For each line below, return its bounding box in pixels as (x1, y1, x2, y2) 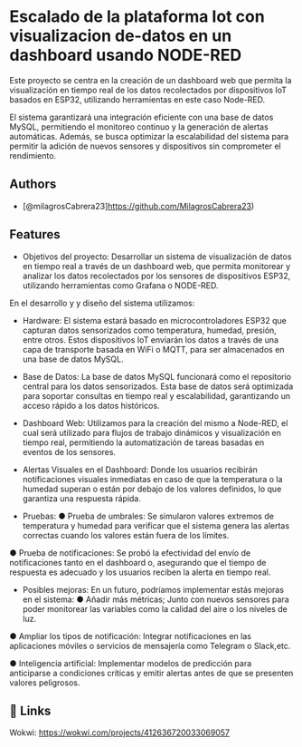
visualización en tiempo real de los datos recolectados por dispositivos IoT (9, 84, 288, 95)
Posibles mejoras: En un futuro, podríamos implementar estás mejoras (22, 584, 285, 595)
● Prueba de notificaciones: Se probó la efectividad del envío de (9, 547, 251, 558)
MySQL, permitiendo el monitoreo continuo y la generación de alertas (9, 121, 269, 132)
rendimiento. (9, 150, 57, 160)
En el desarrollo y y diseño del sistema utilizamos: (9, 297, 195, 308)
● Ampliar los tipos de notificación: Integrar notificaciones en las (9, 630, 251, 641)
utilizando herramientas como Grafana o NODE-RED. (22, 279, 219, 291)
